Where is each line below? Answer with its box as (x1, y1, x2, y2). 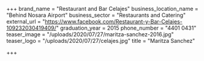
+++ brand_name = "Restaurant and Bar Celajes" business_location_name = (6, 5, 199, 12)
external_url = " (6, 18, 45, 25)
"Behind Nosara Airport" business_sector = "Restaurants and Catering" (6, 11, 186, 19)
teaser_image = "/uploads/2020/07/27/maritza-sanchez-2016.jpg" (6, 31, 175, 38)
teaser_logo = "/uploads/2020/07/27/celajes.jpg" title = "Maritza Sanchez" (6, 37, 195, 44)
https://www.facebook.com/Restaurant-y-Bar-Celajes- (45, 18, 183, 25)
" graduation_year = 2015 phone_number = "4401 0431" (56, 24, 197, 31)
